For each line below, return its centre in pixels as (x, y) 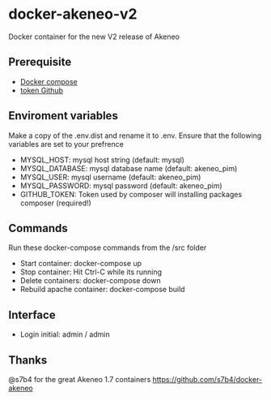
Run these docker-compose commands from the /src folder (108, 247)
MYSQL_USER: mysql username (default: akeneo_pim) (110, 177)
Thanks (28, 360)
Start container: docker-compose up (81, 264)
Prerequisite (40, 62)
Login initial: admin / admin (65, 334)
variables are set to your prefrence (66, 144)
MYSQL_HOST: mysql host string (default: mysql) (102, 160)
